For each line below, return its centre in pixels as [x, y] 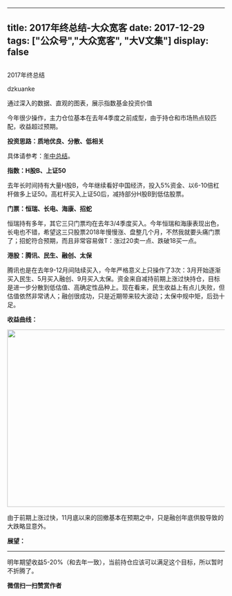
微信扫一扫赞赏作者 [35, 585]
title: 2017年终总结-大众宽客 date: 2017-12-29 [106, 28]
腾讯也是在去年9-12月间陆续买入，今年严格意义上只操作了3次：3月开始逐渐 [114, 270]
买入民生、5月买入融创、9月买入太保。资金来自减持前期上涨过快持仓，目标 [114, 278]
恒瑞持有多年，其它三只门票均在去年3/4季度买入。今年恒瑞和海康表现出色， [115, 223]
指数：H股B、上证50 [37, 170]
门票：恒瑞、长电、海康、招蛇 [49, 208]
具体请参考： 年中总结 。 [40, 156]
